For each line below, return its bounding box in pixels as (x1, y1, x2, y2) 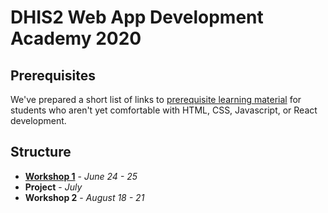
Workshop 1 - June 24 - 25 (24, 170, 138, 182)
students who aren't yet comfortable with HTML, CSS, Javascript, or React (10, 104, 318, 116)
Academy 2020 (10, 27, 142, 50)
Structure (10, 144, 72, 161)
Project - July (24, 181, 83, 193)
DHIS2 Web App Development (10, 6, 264, 29)
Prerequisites (10, 67, 96, 84)
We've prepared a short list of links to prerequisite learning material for (10, 94, 302, 105)
